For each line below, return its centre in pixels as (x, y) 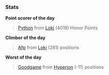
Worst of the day (24, 57)
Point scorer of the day (30, 18)
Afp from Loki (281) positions (48, 48)
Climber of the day (26, 38)
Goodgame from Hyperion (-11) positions (61, 67)
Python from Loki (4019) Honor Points (58, 28)
